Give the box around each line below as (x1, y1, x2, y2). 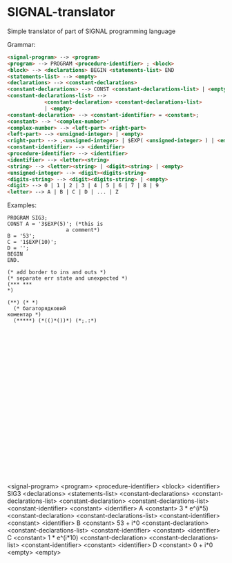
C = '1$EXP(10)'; (7, 239, 57, 246)
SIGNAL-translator (7, 4, 116, 20)
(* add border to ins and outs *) (7, 269, 107, 276)
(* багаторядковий (13, 305, 67, 312)
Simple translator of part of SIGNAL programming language (7, 27, 176, 35)
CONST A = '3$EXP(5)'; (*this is (7, 220, 104, 228)
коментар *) (7, 312, 41, 318)
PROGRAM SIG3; (7, 215, 48, 222)
